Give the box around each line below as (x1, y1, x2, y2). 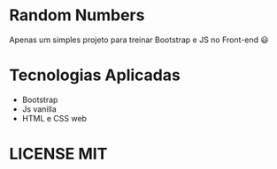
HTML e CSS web (21, 113, 87, 123)
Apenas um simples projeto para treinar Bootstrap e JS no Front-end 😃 (9, 34, 269, 45)
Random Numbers (9, 5, 145, 26)
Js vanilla (21, 103, 58, 114)
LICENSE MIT (9, 144, 108, 164)
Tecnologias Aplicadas (9, 65, 181, 85)
